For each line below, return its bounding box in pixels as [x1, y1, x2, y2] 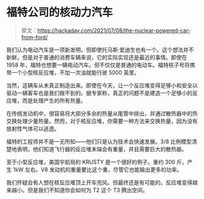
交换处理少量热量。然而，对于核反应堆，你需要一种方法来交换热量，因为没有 [6, 117, 198, 124]
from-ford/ [21, 33, 48, 41]
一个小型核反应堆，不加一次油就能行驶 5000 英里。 [11, 69, 140, 76]
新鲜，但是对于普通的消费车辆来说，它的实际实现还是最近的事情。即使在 [6, 53, 187, 61]
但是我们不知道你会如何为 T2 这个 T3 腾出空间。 [27, 186, 149, 194]
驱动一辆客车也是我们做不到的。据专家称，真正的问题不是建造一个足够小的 [6, 89, 192, 96]
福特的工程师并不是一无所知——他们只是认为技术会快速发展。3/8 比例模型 [6, 138, 192, 145]
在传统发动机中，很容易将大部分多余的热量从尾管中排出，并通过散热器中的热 [6, 110, 198, 117]
